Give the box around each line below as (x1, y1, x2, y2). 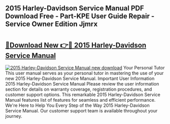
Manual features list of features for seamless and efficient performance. (5, 97, 156, 103)
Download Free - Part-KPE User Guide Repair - (5, 12, 155, 21)
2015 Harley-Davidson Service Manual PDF (5, 4, 145, 13)
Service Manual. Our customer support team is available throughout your (5, 108, 158, 113)
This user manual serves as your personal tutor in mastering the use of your (5, 70, 164, 76)
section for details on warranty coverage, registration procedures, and (5, 86, 152, 92)
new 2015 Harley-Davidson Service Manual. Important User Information (5, 75, 155, 81)
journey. (5, 113, 22, 119)
